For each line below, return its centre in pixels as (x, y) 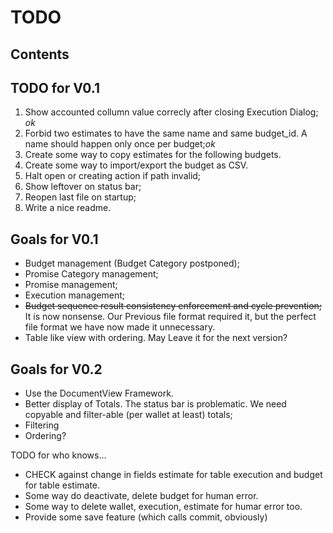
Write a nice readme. (68, 208)
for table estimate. (62, 485)
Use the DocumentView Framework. (99, 393)
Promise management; (71, 285)
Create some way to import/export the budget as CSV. (136, 165)
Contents (40, 54)
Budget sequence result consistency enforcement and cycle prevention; (173, 306)
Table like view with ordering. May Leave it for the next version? (156, 338)
